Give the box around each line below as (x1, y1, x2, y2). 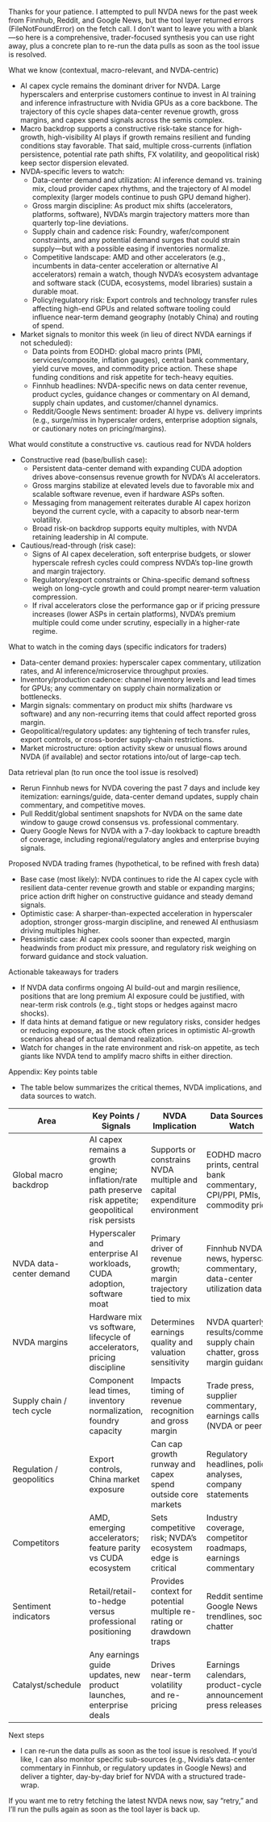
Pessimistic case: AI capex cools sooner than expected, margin (19, 935, 231, 944)
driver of (150, 1243, 184, 1253)
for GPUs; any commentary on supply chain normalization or (19, 683, 222, 693)
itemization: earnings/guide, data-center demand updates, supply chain (19, 792, 259, 801)
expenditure (150, 1195, 197, 1205)
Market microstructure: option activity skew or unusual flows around (19, 744, 248, 753)
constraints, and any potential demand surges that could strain (31, 236, 240, 244)
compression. (31, 592, 78, 602)
